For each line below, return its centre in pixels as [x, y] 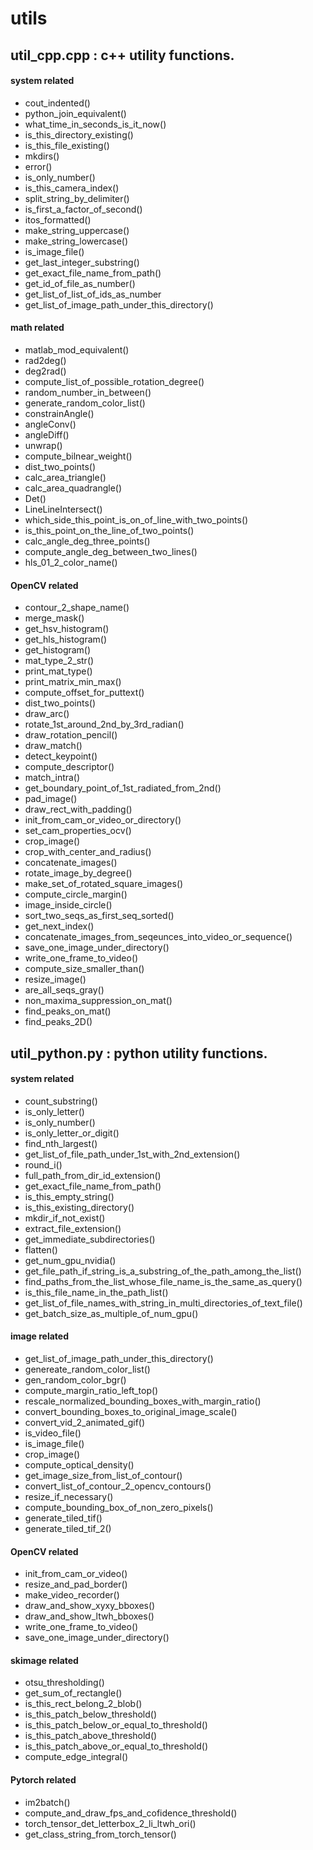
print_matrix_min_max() [73, 682]
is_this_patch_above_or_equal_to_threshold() [116, 1746]
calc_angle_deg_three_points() [87, 541]
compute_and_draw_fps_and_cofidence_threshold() [131, 1813]
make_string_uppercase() [77, 230]
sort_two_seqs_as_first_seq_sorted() [99, 916]
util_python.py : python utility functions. [139, 1053]
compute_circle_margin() [76, 894]
